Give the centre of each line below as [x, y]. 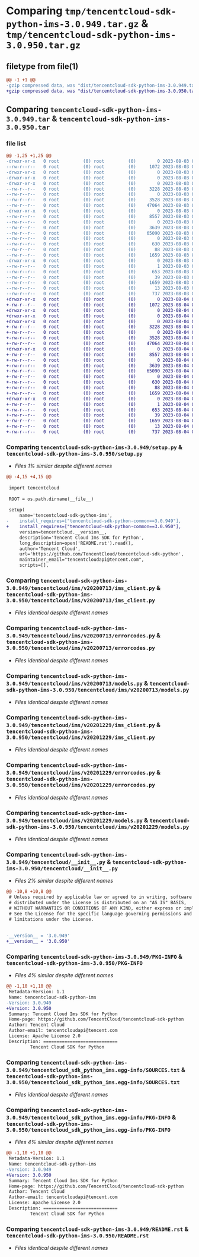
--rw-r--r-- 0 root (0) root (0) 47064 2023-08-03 [98, 206]
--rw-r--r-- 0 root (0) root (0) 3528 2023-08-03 [98, 200]
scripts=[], [34, 566]
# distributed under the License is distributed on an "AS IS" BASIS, [97, 902]
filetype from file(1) [42, 66]
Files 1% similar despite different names [63, 466]
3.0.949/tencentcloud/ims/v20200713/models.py [75, 683]
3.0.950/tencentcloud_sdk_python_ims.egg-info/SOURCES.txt [93, 1082]
